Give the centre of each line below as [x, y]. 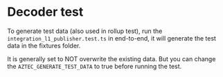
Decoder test [45, 12]
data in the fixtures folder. [44, 45]
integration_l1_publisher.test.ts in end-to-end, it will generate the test [112, 38]
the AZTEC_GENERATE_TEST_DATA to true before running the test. [95, 66]
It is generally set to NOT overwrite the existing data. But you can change [111, 58]
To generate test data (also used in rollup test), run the [85, 31]
